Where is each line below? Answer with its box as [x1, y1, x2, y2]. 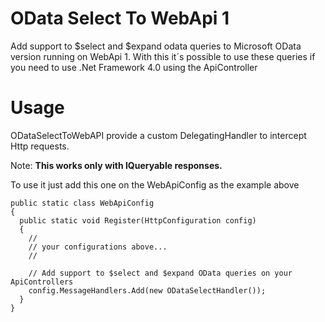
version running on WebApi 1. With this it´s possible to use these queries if [10, 50, 316, 62]
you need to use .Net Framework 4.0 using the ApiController [10, 61, 258, 73]
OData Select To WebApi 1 [10, 7, 230, 30]
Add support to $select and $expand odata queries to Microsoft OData [10, 40, 302, 52]
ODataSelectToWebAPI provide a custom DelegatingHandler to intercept [10, 129, 307, 141]
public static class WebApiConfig [10, 198, 155, 208]
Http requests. [10, 140, 70, 152]
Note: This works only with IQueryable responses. [10, 159, 223, 171]
